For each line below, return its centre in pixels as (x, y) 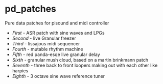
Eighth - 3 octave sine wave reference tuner (59, 76)
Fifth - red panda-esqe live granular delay (56, 54)
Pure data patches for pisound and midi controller (57, 23)
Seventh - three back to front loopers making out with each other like (85, 65)
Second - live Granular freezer (44, 38)
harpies (20, 71)
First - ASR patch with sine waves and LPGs (59, 33)
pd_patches (31, 9)
